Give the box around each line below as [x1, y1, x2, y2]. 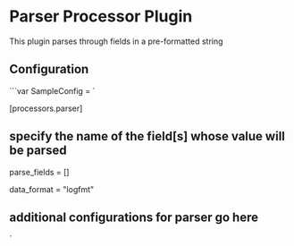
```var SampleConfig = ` [9, 85, 96, 96]
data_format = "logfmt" [9, 183, 95, 194]
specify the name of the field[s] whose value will [9, 129, 286, 144]
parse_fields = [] [9, 166, 70, 177]
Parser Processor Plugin [9, 6, 193, 27]
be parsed [9, 143, 67, 158]
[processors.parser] [9, 103, 83, 114]
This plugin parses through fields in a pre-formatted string [9, 36, 223, 47]
